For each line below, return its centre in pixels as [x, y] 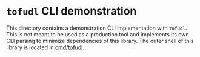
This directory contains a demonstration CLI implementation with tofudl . [97, 28]
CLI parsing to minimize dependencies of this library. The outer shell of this [100, 41]
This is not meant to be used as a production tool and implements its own [98, 34]
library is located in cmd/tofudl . [45, 47]
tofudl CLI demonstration [72, 11]
